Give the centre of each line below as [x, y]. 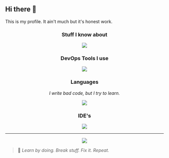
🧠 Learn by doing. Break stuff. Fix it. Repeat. [63, 150]
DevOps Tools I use [84, 59]
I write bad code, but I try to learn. [84, 93]
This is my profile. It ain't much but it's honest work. [59, 21]
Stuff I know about [84, 34]
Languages [84, 82]
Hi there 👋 [21, 9]
